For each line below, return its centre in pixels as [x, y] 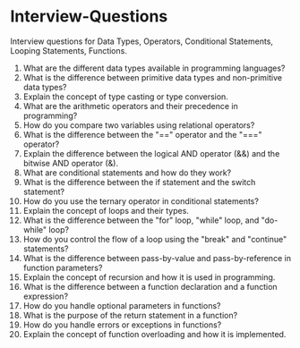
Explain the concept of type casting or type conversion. [126, 97]
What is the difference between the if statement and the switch [139, 182]
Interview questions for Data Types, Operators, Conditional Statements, [142, 41]
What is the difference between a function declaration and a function [150, 286]
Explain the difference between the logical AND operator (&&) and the [151, 153]
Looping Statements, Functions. [69, 50]
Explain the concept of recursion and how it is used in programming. [149, 277]
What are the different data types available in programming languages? [154, 68]
